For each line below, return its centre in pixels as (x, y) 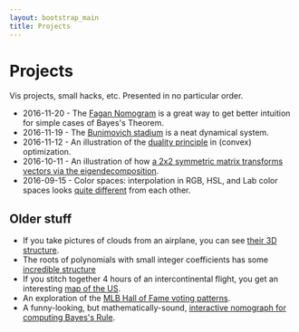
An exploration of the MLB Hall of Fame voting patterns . (126, 299)
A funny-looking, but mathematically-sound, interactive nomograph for (154, 308)
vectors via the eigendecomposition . (91, 171)
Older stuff (41, 218)
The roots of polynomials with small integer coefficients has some (145, 260)
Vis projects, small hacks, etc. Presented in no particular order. (126, 96)
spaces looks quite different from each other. (106, 190)
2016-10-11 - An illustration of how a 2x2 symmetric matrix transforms (153, 161)
